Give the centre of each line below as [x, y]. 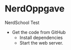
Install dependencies [41, 37]
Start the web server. [41, 42]
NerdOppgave [35, 9]
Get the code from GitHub [39, 32]
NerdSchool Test [22, 22]
